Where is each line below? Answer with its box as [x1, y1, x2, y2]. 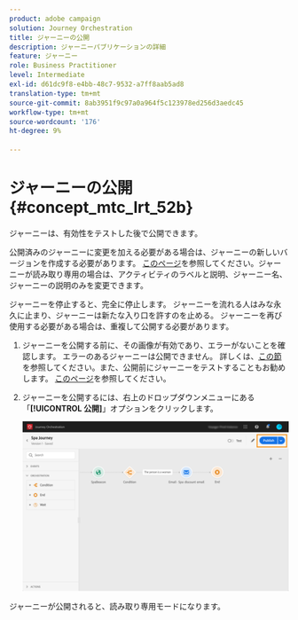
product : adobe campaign [9, 14, 101, 23]
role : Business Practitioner [9, 61, 117, 70]
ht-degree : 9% [9, 127, 62, 136]
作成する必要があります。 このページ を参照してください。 [47, 257, 259, 268]
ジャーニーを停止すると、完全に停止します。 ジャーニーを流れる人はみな [9, 298, 274, 310]
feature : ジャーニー [9, 51, 78, 61]
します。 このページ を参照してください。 [21, 373, 171, 383]
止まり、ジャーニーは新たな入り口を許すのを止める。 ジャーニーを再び [24, 310, 282, 320]
